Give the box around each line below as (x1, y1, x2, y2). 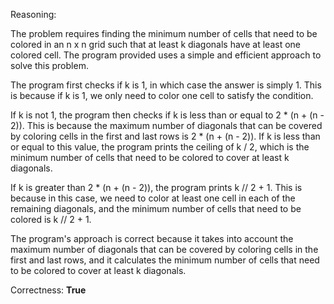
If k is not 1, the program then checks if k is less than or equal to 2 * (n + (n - (10, 109, 325, 121)
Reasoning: (10, 9, 57, 20)
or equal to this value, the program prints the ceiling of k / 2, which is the (10, 141, 310, 153)
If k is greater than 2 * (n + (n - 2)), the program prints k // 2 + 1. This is (10, 182, 303, 193)
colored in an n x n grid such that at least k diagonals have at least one (10, 39, 301, 50)
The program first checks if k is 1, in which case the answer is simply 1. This (10, 79, 322, 91)
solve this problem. (10, 60, 89, 71)
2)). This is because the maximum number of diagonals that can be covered (10, 120, 323, 131)
